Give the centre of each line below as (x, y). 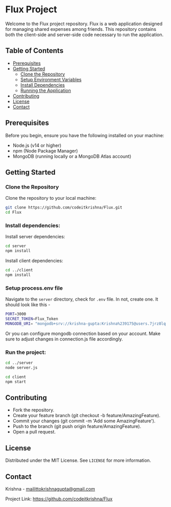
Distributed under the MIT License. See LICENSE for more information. (78, 460)
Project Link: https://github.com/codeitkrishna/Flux (59, 499)
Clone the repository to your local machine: (51, 198)
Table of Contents (35, 51)
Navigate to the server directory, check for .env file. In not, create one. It (82, 299)
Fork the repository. (34, 410)
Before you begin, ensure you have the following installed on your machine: (85, 135)
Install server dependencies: (35, 237)
